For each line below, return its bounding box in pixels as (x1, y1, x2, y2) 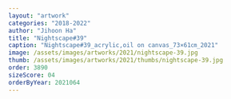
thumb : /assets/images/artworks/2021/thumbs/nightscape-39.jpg (8, 57, 224, 65)
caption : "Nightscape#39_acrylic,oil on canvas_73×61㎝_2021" (8, 42, 218, 49)
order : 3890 (8, 64, 48, 72)
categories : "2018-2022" (8, 19, 91, 27)
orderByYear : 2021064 (8, 78, 81, 86)
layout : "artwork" (8, 11, 70, 20)
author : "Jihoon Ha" (8, 26, 78, 34)
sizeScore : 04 (8, 71, 56, 79)
